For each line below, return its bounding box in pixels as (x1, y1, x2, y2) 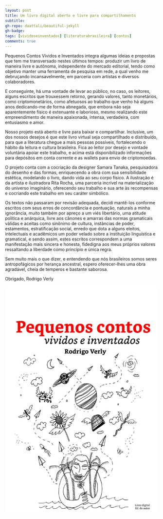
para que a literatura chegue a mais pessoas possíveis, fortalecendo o (5, 139, 146, 145)
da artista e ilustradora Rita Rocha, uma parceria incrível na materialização (5, 180, 154, 186)
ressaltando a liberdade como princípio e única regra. (5, 246, 112, 252)
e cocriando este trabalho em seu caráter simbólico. (5, 190, 109, 196)
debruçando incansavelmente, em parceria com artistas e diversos (5, 73, 139, 79)
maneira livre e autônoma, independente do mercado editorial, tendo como (5, 63, 155, 69)
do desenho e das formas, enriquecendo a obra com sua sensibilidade (5, 169, 147, 175)
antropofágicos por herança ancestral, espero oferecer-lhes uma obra (5, 261, 146, 267)
